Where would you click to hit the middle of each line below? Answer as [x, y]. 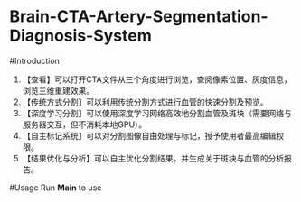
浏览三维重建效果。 [58, 90]
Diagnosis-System [80, 36]
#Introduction [35, 60]
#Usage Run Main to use [56, 188]
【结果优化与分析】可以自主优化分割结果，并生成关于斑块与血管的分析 [153, 158]
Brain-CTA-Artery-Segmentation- [139, 17]
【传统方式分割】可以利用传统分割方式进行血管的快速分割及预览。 [145, 102]
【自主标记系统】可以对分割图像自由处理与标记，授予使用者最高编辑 [149, 135]
